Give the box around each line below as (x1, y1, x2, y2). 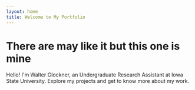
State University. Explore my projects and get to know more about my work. (6, 78, 190, 85)
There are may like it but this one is (6, 39, 180, 53)
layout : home (6, 8, 38, 15)
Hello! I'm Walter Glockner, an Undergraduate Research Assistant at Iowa (6, 71, 184, 78)
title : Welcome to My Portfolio (6, 14, 85, 20)
